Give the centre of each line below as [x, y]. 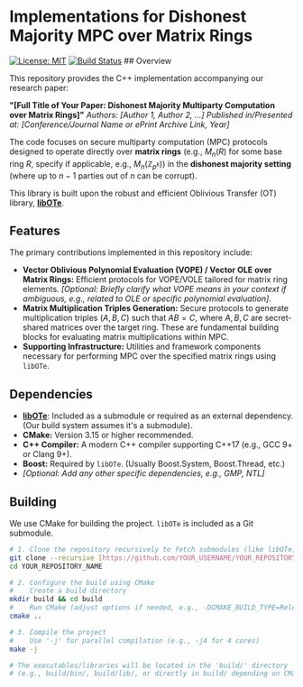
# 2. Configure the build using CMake [82, 582]
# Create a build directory [68, 591]
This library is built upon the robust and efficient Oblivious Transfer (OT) [143, 193]
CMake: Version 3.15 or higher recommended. [108, 435]
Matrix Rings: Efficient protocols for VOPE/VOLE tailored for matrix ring [155, 279]
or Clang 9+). [47, 454]
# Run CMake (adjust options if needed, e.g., [105, 608]
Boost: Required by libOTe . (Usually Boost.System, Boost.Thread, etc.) [154, 464]
